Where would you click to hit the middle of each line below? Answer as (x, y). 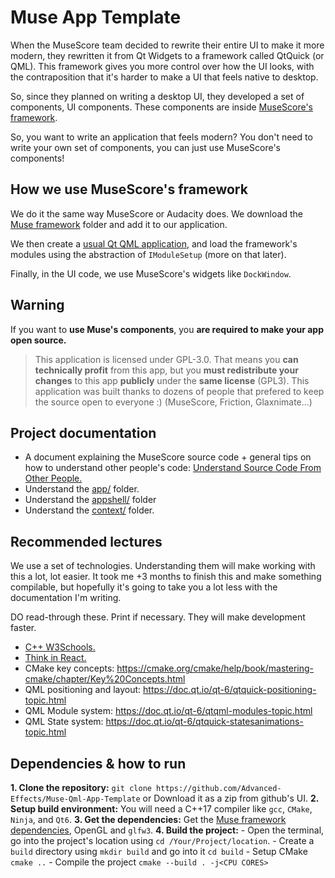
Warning (37, 305)
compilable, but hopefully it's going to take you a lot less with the (144, 587)
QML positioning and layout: (83, 690)
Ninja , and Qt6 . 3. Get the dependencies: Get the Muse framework (148, 819)
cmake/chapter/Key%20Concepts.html (105, 679)
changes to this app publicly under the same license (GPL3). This (172, 380)
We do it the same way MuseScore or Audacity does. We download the (156, 213)
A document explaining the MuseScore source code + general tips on (168, 457)
